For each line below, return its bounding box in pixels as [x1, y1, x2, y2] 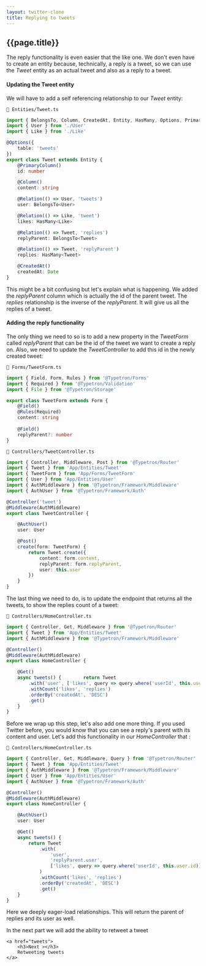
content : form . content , [39, 555, 100, 562]
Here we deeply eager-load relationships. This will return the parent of [6, 908, 184, 916]
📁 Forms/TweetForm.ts [6, 364, 62, 370]
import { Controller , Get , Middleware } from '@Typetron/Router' [6, 624, 177, 630]
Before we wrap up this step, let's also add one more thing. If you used [6, 720, 185, 727]
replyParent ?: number [17, 431, 72, 438]
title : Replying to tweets [6, 15, 75, 21]
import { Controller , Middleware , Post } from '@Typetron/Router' [6, 459, 180, 465]
